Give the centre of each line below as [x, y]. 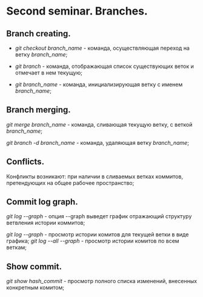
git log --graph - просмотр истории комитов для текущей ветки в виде [98, 235]
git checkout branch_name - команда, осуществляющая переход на [102, 48]
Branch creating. [38, 34]
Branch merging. [38, 110]
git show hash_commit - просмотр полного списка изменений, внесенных [102, 281]
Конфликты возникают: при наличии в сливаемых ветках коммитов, [95, 176]
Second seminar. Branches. [77, 11]
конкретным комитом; [35, 288]
